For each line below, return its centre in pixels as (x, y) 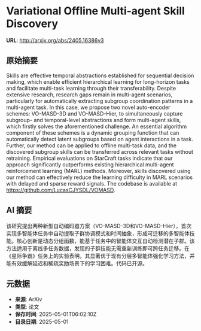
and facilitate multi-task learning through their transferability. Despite (91, 88)
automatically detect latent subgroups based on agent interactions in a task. (100, 139)
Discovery (32, 24)
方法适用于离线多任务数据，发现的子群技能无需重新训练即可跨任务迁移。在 (98, 248)
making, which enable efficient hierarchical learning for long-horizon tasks (98, 81)
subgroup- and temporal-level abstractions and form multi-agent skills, (94, 120)
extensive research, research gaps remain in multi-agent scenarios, (89, 95)
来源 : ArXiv (28, 299)
